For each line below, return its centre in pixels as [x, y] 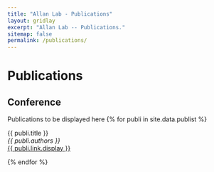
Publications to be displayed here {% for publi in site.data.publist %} [107, 119]
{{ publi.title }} [28, 133]
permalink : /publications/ [47, 41]
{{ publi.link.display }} [39, 148]
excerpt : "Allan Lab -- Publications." [66, 27]
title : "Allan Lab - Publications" [60, 14]
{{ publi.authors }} [34, 141]
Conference [34, 102]
